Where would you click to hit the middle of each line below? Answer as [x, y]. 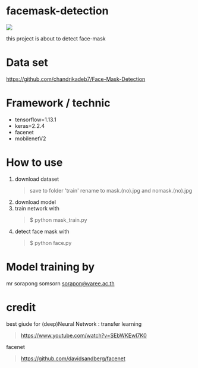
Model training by [51, 267]
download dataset [37, 179]
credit [21, 307]
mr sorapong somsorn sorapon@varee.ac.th [60, 283]
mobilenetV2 [30, 139]
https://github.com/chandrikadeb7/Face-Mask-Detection [76, 79]
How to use [34, 162]
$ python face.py [51, 243]
